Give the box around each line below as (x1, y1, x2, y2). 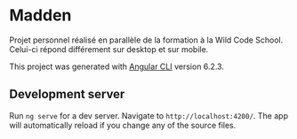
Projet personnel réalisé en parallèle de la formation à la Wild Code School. (9, 35, 284, 45)
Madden (9, 5, 72, 26)
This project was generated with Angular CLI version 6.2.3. (9, 61, 225, 72)
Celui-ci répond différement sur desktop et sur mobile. (9, 43, 209, 54)
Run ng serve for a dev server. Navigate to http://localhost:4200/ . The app (9, 110, 289, 120)
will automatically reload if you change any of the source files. (9, 120, 237, 130)
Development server (9, 87, 125, 102)
